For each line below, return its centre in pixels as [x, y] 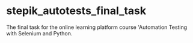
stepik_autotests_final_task [76, 11]
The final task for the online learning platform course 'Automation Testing [97, 27]
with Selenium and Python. [39, 33]
